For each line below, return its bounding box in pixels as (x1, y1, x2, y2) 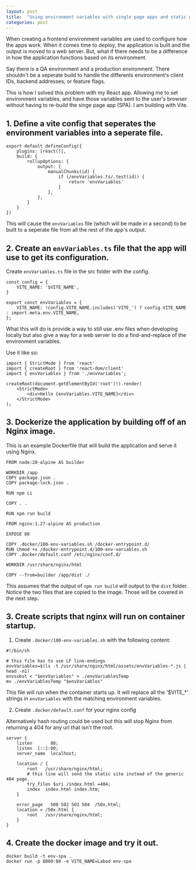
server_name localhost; (16, 750, 77, 756)
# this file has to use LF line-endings (6, 658, 106, 664)
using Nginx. (6, 448, 37, 455)
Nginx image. (6, 427, 56, 436)
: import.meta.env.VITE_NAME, (6, 310, 80, 316)
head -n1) (6, 668, 30, 674)
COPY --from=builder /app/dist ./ (6, 572, 90, 578)
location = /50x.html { (16, 807, 75, 813)
